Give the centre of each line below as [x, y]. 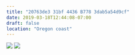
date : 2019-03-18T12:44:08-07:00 [49, 18]
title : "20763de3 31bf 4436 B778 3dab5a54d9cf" [68, 12]
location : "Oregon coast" [39, 29]
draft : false [23, 23]
